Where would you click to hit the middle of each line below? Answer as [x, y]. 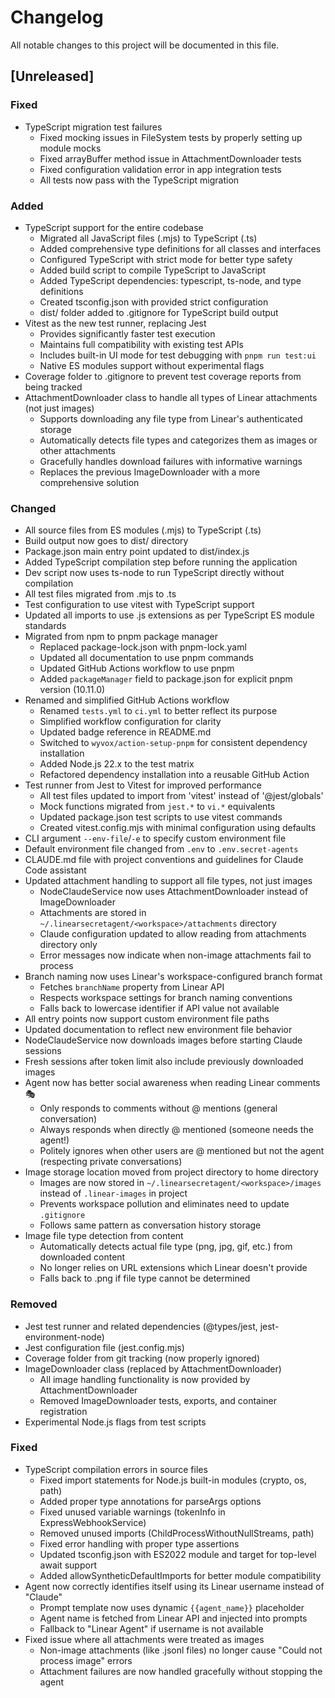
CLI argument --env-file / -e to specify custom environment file [155, 838]
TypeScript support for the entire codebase [114, 227]
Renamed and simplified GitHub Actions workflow [127, 700]
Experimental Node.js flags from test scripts [115, 1422]
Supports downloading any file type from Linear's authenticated [171, 418]
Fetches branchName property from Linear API [132, 987]
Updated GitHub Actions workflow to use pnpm [137, 668]
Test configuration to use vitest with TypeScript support [139, 605]
